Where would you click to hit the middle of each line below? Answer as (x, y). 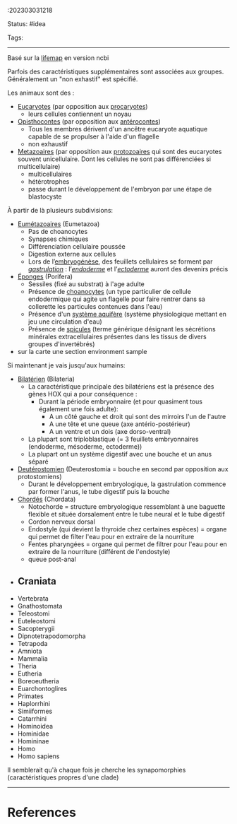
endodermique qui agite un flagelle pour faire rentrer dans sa (117, 299)
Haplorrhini (34, 703)
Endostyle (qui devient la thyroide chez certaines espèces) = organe (127, 529)
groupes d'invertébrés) (61, 344)
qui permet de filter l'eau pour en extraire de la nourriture (111, 537)
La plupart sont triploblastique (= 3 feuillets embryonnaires (113, 439)
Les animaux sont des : (41, 93)
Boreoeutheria (38, 681)
